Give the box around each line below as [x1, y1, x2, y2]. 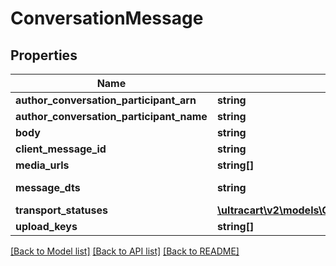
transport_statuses [15, 203, 109, 217]
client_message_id [15, 142, 107, 156]
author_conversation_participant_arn [15, 93, 197, 107]
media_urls [15, 158, 70, 172]
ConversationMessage [10, 7, 204, 30]
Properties [10, 47, 78, 64]
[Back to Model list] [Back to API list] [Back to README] [10, 245, 240, 257]
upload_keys [15, 220, 78, 233]
